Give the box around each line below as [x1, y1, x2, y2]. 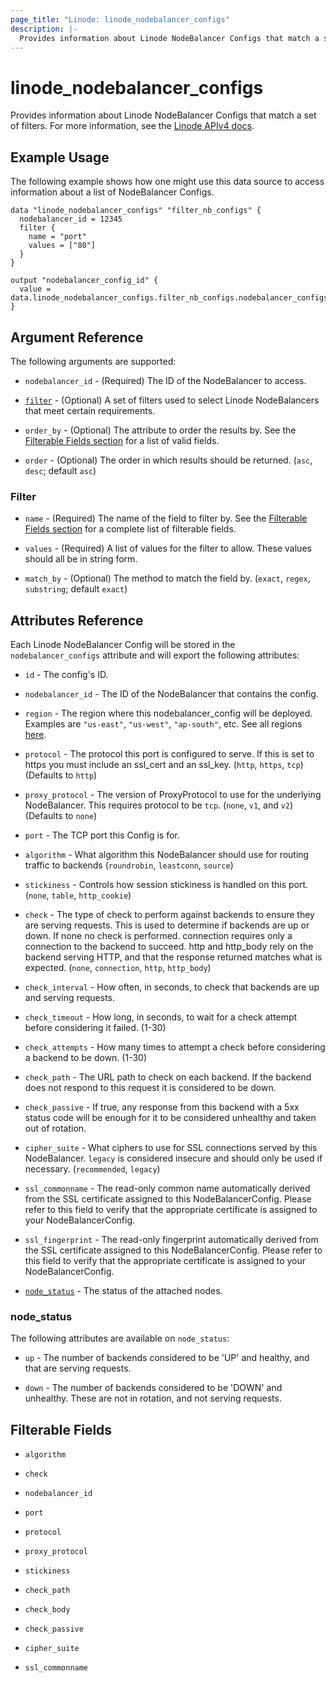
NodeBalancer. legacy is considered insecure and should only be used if [24, 1152, 323, 1165]
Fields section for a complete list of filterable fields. [24, 523, 237, 535]
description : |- [10, 24, 78, 34]
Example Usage [10, 149, 110, 166]
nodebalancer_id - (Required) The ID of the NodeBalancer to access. [24, 374, 307, 386]
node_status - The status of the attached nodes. [24, 1285, 223, 1297]
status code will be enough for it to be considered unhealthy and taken [24, 1112, 317, 1124]
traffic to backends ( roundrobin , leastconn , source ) [24, 859, 234, 871]
